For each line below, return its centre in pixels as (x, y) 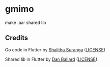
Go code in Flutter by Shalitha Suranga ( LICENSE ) (55, 49)
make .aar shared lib (26, 22)
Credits (17, 38)
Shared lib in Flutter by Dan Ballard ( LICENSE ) (51, 59)
